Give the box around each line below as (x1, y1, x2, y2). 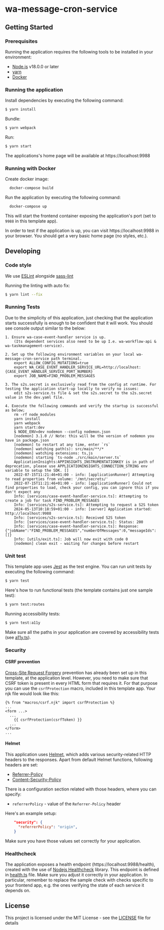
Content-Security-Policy (12, 776, 61, 782)
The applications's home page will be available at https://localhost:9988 (5, 152, 150, 158)
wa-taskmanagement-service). (5, 343, 65, 348)
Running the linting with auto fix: (5, 282, 70, 288)
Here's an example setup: (5, 810, 57, 816)
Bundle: (5, 116, 21, 122)
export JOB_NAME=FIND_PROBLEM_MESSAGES (14, 373, 95, 378)
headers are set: (5, 761, 38, 767)
